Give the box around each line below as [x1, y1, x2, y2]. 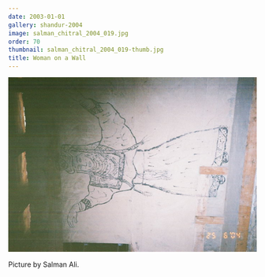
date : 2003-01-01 [8, 13, 65, 20]
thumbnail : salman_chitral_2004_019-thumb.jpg [8, 46, 164, 54]
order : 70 [8, 38, 41, 46]
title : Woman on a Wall [8, 54, 87, 62]
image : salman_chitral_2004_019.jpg [8, 29, 129, 37]
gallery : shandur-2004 [8, 20, 83, 29]
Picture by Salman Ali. [8, 260, 80, 269]
